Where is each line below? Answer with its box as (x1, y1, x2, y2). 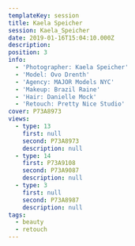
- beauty (15, 218, 44, 226)
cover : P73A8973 (8, 108, 62, 116)
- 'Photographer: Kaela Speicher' (15, 63, 129, 71)
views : (8, 115, 30, 123)
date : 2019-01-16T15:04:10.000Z (8, 33, 114, 42)
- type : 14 (15, 152, 51, 160)
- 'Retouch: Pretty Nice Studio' (15, 100, 126, 108)
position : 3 (8, 48, 47, 56)
